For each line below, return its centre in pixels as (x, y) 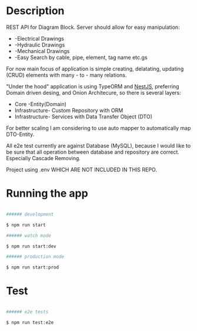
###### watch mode (29, 236)
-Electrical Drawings (39, 38)
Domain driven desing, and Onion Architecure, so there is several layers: (94, 92)
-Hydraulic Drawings (40, 45)
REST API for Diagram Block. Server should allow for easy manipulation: (93, 27)
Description (35, 11)
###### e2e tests (27, 312)
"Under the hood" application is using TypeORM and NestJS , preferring (93, 86)
